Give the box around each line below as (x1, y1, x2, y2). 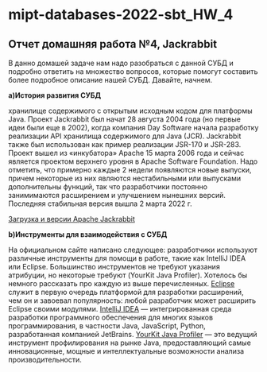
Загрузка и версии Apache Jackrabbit (8, 215, 135, 223)
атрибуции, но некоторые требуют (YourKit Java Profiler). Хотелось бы (8, 270, 248, 280)
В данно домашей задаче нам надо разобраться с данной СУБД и (8, 58, 234, 68)
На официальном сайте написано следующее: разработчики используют (8, 245, 258, 254)
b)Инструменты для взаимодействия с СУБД (8, 230, 168, 239)
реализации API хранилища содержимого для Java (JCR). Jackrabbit (8, 131, 242, 141)
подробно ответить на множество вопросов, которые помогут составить (8, 67, 258, 76)
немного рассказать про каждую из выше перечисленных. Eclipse (8, 279, 235, 288)
